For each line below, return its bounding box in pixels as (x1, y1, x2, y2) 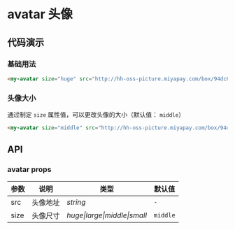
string (66, 197, 86, 207)
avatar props (7, 165, 52, 175)
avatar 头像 (7, 6, 73, 22)
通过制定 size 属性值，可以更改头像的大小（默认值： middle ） (7, 110, 185, 119)
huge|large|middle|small (66, 210, 148, 220)
